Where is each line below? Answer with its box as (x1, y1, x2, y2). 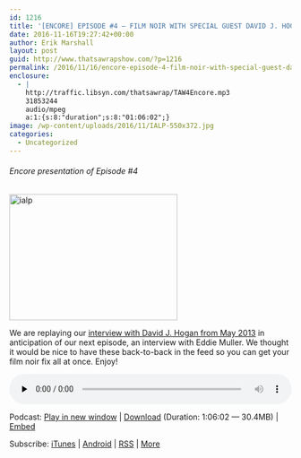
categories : (9, 130, 54, 139)
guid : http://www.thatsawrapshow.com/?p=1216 (9, 55, 182, 64)
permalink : (9, 64, 50, 73)
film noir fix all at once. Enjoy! (9, 356, 118, 367)
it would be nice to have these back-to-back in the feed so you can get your (9, 346, 289, 357)
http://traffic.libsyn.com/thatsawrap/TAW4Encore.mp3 (25, 88, 230, 97)
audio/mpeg (25, 105, 66, 114)
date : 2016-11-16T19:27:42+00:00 (9, 30, 134, 39)
